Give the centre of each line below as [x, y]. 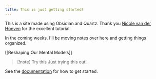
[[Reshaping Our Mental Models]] [39, 52]
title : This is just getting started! [44, 9]
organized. [16, 43]
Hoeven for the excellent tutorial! [38, 28]
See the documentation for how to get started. [52, 71]
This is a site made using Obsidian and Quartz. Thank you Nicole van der [78, 23]
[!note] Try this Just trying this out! [52, 62]
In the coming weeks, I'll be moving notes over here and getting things [76, 38]
